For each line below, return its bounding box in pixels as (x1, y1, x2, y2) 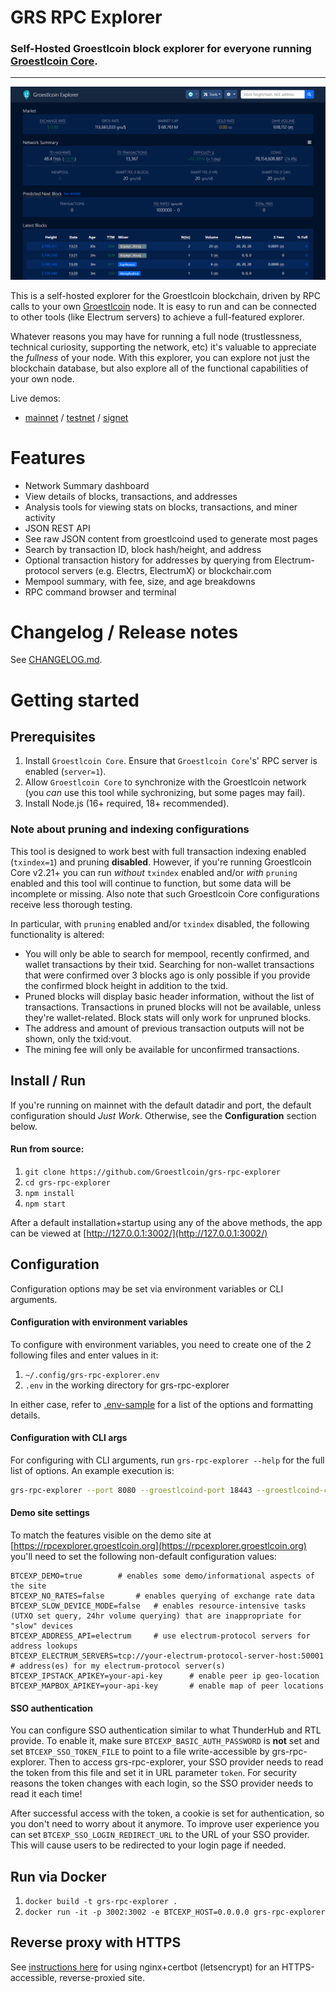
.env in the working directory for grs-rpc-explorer (24, 1379, 230, 1391)
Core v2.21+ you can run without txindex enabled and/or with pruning (10, 866, 298, 878)
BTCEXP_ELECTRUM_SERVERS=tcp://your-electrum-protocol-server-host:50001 (10, 1651, 325, 1661)
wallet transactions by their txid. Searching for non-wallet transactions (24, 958, 315, 970)
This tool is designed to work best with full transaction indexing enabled (10, 845, 307, 857)
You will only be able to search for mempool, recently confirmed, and (24, 947, 310, 960)
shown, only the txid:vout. (24, 1032, 132, 1045)
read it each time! (10, 1788, 83, 1800)
